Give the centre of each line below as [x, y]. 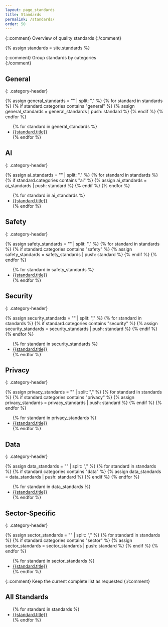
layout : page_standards [30, 10]
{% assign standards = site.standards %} [48, 48]
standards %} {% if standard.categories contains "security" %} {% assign [81, 323]
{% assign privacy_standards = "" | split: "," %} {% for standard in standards [83, 392]
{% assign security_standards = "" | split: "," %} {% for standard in [73, 318]
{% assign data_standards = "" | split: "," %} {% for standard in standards [81, 466]
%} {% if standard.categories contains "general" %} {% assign [70, 106]
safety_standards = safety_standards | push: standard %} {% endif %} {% [81, 254]
